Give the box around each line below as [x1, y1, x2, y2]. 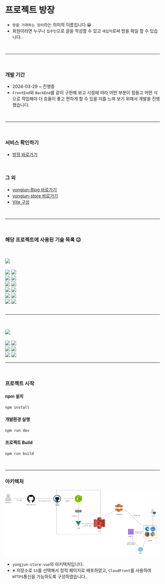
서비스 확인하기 [5, 139, 39, 146]
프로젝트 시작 [5, 380, 34, 387]
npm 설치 [5, 393, 24, 399]
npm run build [5, 451, 34, 456]
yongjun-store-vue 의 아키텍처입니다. [12, 561, 84, 567]
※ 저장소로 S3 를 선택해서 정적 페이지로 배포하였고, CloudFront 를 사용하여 [12, 567, 152, 573]
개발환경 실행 [5, 416, 30, 422]
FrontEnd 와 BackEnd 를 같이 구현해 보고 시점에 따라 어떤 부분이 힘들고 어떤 [12, 90, 153, 96]
